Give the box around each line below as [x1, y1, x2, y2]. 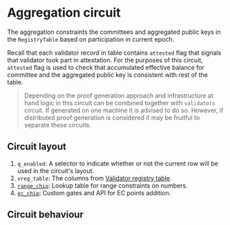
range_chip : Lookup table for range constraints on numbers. [17, 181, 188, 190]
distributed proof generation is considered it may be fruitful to [23, 113, 200, 122]
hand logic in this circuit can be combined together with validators [23, 98, 215, 107]
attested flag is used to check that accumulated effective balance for [7, 63, 205, 71]
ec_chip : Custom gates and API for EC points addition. [17, 188, 171, 197]
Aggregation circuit [7, 5, 121, 21]
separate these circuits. [23, 120, 92, 129]
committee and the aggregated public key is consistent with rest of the [7, 71, 209, 79]
